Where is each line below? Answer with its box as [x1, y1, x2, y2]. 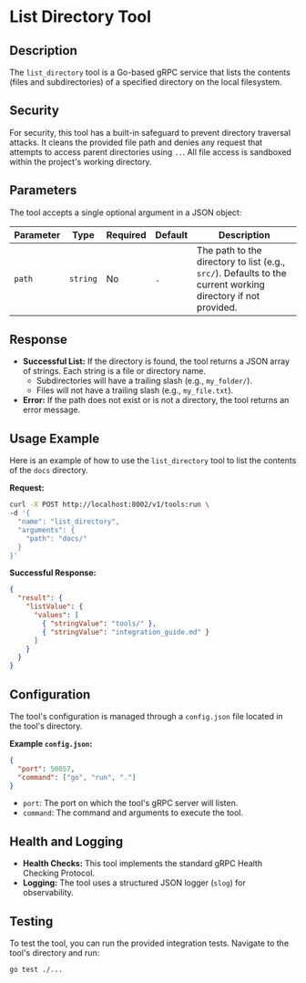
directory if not [196, 289, 260, 302]
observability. [22, 887, 75, 898]
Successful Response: [9, 567, 97, 578]
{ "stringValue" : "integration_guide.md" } [42, 627, 209, 636]
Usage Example [9, 430, 100, 446]
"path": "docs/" [25, 533, 88, 543]
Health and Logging [9, 833, 124, 849]
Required [106, 228, 147, 241]
